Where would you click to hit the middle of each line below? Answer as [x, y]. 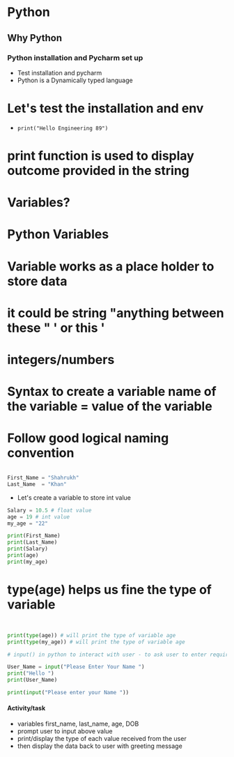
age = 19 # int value [39, 517]
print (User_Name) [32, 680]
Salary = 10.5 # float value [49, 510]
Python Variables [58, 235]
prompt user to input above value [65, 731]
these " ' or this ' [56, 328]
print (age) [23, 556]
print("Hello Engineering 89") [63, 128]
